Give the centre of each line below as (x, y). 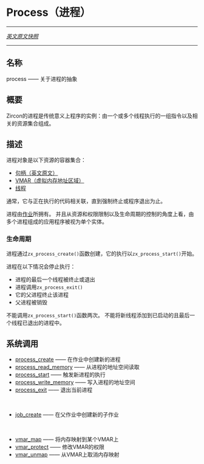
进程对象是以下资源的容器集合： (46, 160)
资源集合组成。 (36, 123)
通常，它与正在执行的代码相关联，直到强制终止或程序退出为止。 (86, 201)
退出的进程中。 (46, 323)
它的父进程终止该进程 (42, 294)
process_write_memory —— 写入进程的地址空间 (75, 382)
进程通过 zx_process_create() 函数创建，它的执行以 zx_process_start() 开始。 (102, 253)
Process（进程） (49, 12)
